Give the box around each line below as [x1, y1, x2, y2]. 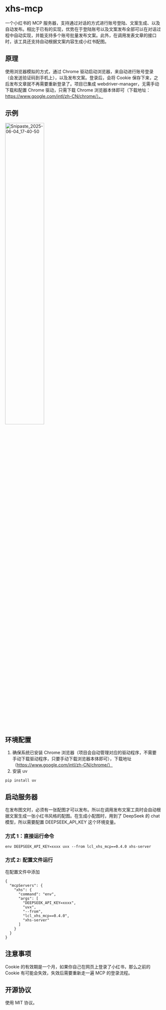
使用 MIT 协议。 [5, 1000, 38, 1006]
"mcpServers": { [9, 883, 43, 888]
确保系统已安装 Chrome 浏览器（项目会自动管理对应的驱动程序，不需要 [12, 750, 157, 756]
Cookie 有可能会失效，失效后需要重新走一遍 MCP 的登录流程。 [5, 970, 132, 976]
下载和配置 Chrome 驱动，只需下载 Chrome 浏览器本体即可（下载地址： [5, 87, 151, 93]
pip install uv [5, 778, 37, 783]
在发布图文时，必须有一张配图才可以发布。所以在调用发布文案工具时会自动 [5, 807, 157, 813]
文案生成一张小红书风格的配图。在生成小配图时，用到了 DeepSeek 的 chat [9, 813, 160, 819]
